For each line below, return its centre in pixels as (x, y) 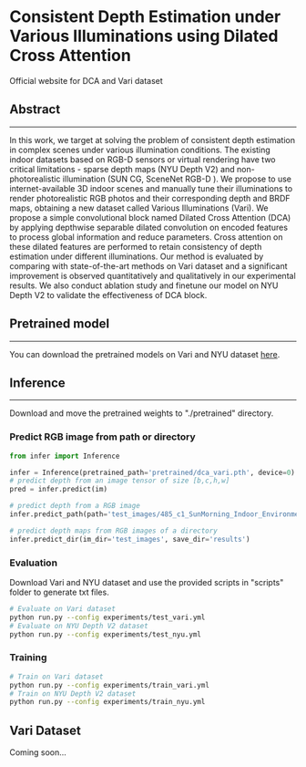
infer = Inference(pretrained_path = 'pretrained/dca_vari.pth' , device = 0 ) (153, 472)
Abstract (35, 110)
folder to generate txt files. (59, 592)
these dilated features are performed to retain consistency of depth (136, 246)
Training (28, 658)
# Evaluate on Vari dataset (63, 608)
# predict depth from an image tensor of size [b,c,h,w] (120, 481)
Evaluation (33, 563)
